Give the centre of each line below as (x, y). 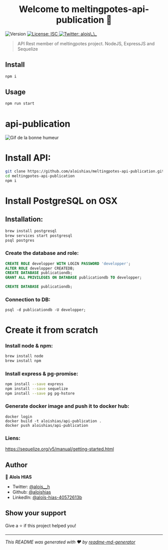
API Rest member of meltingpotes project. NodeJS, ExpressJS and (86, 43)
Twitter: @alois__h (31, 487)
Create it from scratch (52, 330)
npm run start (20, 104)
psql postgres (20, 240)
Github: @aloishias (32, 492)
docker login (19, 417)
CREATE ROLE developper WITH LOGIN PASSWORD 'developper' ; (68, 263)
